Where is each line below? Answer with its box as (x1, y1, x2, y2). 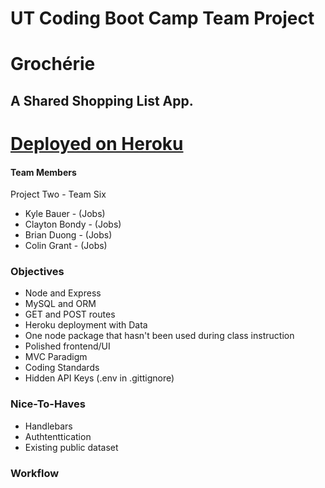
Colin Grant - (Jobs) (24, 240, 108, 252)
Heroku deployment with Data (24, 319, 148, 331)
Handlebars (24, 420, 73, 432)
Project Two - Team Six (10, 188, 107, 201)
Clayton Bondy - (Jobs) (24, 218, 122, 231)
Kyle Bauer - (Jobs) (24, 208, 106, 220)
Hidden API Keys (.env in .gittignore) (24, 372, 175, 384)
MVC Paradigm (24, 351, 88, 363)
